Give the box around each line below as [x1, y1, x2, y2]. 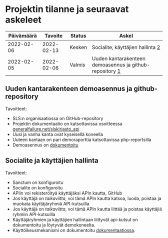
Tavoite [44, 32, 63, 39]
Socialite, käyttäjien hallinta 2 [91, 43, 160, 50]
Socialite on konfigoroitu [12, 184, 63, 190]
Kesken [69, 43, 87, 50]
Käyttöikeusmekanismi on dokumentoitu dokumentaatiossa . [12, 227, 135, 233]
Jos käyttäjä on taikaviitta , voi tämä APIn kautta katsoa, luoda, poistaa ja [12, 195, 161, 201]
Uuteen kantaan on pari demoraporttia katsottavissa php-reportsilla [12, 136, 151, 142]
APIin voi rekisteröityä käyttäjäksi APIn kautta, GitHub [12, 190, 122, 196]
